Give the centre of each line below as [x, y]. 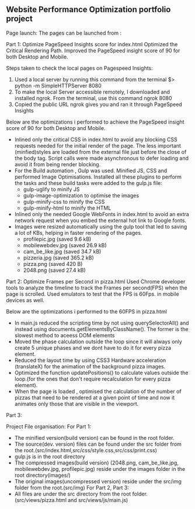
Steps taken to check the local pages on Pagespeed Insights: [79, 68]
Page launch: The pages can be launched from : [64, 33]
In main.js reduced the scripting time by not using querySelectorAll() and [102, 323]
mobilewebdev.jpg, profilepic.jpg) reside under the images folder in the [100, 469]
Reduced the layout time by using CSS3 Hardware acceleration [90, 360]
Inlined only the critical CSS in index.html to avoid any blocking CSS [96, 139]
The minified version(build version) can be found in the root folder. [94, 438]
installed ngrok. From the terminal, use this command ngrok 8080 [93, 98]
